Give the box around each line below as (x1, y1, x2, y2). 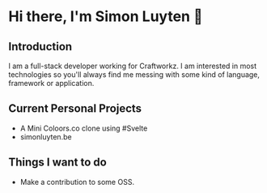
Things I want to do (8, 156, 107, 169)
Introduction (8, 40, 73, 54)
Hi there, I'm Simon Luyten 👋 (8, 7, 204, 26)
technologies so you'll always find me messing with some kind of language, (8, 70, 261, 79)
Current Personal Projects (8, 101, 142, 116)
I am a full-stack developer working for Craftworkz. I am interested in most (8, 61, 257, 71)
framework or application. (8, 79, 95, 88)
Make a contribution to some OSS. (19, 177, 135, 187)
